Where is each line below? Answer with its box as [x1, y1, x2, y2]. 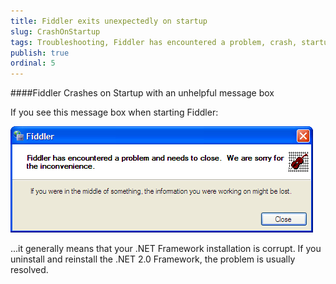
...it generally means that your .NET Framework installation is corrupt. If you [10, 243, 322, 255]
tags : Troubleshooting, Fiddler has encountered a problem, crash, [10, 37, 298, 47]
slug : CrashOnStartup [10, 26, 101, 37]
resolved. [10, 264, 49, 276]
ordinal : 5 [10, 58, 56, 69]
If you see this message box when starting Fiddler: [10, 106, 219, 119]
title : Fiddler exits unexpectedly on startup [10, 16, 208, 26]
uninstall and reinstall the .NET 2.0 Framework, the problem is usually [10, 253, 296, 265]
